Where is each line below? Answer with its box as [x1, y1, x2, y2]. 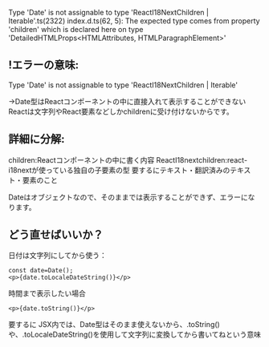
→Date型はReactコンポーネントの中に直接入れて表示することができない [8, 96, 247, 106]
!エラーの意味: [8, 59, 79, 72]
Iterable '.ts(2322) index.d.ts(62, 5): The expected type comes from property [8, 16, 260, 26]
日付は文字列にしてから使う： [8, 251, 107, 260]
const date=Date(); [8, 267, 74, 275]
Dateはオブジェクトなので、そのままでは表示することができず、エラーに [8, 192, 249, 202]
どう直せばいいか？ [8, 228, 104, 242]
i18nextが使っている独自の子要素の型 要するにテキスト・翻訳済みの [8, 165, 230, 175]
